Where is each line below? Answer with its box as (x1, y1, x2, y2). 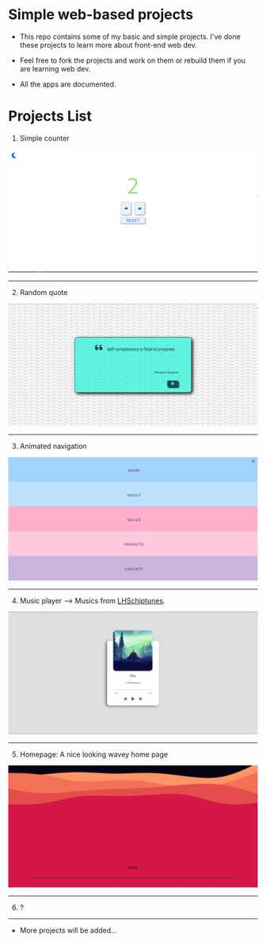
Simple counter (19, 133, 70, 143)
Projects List (8, 107, 93, 125)
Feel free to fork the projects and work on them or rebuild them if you (19, 56, 246, 65)
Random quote (19, 287, 68, 297)
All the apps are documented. (19, 79, 116, 89)
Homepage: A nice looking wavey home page (19, 749, 169, 759)
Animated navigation (19, 441, 87, 450)
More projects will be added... (19, 926, 117, 935)
